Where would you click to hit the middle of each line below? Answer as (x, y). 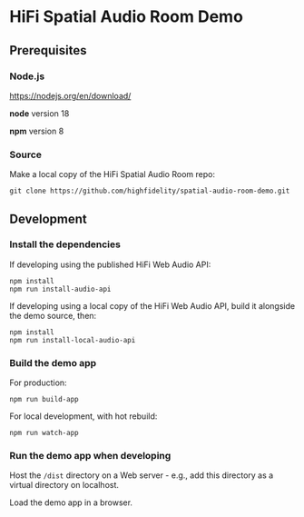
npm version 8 (37, 131)
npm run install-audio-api (60, 289)
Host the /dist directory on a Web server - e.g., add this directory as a (142, 475)
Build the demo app (53, 363)
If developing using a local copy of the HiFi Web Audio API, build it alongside (152, 305)
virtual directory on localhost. (64, 485)
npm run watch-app (44, 433)
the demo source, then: (53, 315)
